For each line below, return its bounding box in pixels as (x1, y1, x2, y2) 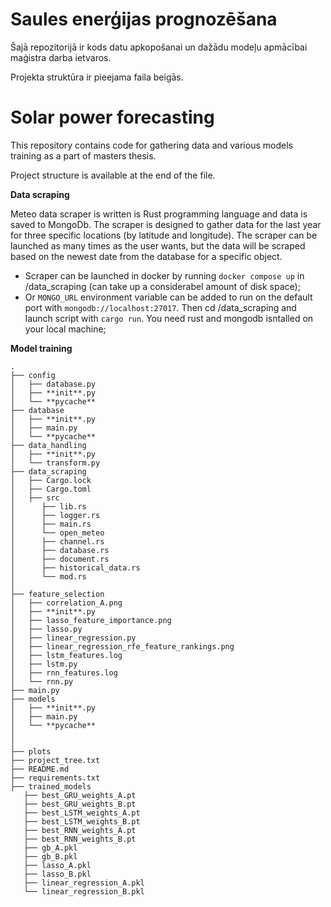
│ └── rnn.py (10, 676, 74, 687)
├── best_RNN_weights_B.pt (23, 834, 137, 844)
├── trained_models (10, 781, 92, 792)
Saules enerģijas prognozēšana (10, 8, 278, 31)
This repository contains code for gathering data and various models (10, 139, 293, 151)
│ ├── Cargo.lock (10, 475, 92, 485)
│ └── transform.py (10, 458, 101, 468)
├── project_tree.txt (10, 755, 101, 765)
